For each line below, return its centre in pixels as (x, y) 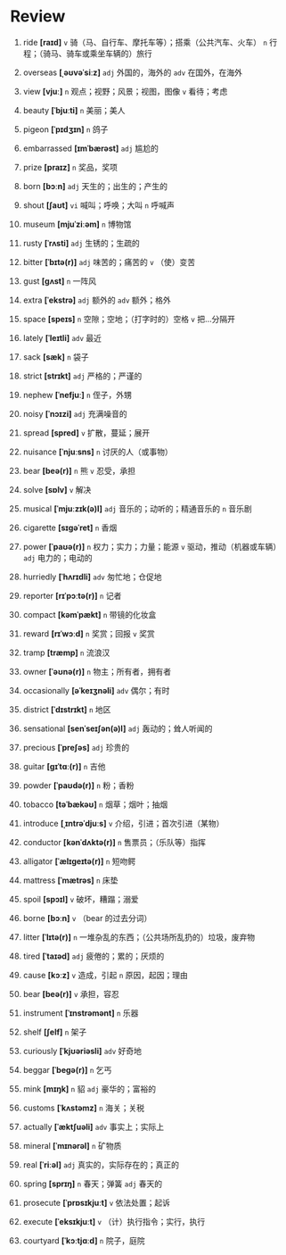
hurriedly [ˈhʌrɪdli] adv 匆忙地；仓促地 (92, 577)
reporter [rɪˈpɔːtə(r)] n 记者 (72, 595)
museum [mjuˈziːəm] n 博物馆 (77, 224)
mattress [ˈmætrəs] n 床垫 (70, 880)
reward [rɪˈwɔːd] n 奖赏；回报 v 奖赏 (89, 633)
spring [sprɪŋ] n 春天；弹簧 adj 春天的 (93, 1184)
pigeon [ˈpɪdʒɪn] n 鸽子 (65, 129)
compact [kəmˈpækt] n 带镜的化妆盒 (90, 614)
